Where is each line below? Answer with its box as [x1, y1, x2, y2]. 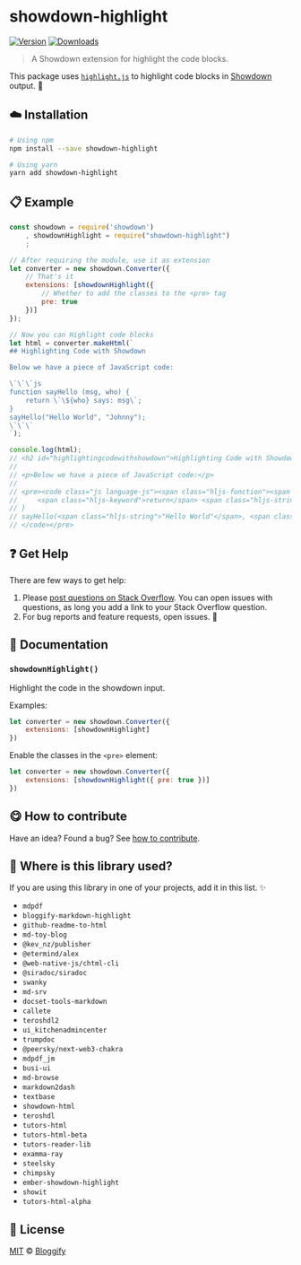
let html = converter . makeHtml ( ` [9, 338, 134, 347]
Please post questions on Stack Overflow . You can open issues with [21, 592, 273, 603]
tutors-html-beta [21, 1130, 88, 1140]
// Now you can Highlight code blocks [9, 330, 154, 339]
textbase [21, 1093, 56, 1102]
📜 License [9, 1222, 65, 1237]
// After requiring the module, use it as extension [9, 256, 211, 265]
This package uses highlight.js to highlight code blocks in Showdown [9, 70, 272, 82]
